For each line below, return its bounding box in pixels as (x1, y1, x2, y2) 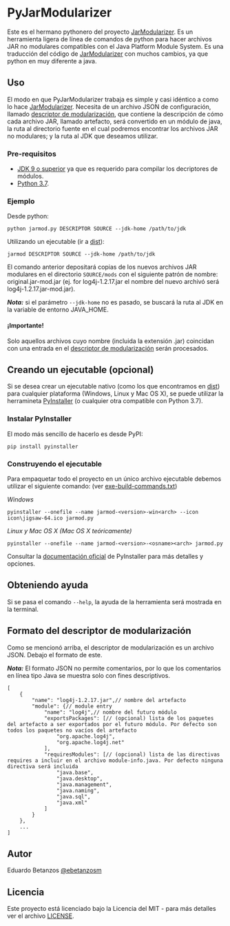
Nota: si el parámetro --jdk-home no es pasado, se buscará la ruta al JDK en (7, 298, 224, 307)
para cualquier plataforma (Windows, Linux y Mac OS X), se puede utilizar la (7, 389, 224, 398)
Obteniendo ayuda (7, 579, 88, 591)
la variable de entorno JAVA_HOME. (7, 305, 109, 314)
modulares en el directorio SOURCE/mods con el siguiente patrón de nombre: (7, 270, 218, 278)
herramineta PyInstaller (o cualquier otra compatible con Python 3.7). (7, 397, 203, 405)
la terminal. (7, 605, 39, 613)
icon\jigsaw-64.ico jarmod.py (7, 515, 94, 522)
